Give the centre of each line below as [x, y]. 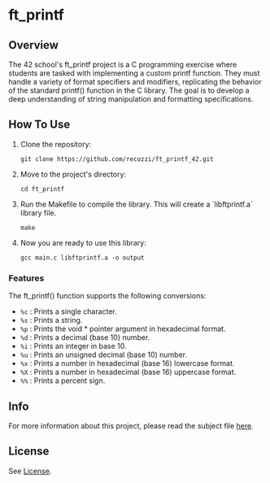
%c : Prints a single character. [69, 311]
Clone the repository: [56, 144]
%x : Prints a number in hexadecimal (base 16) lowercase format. [127, 363]
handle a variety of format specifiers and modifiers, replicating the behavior [135, 82]
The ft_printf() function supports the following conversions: [107, 296]
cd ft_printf [42, 189]
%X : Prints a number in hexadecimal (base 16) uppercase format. [128, 372]
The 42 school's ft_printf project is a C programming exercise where [123, 64]
